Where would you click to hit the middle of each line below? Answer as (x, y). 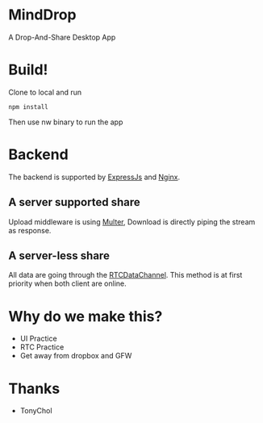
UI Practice (39, 339)
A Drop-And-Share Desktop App (62, 37)
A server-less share (59, 256)
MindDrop (42, 15)
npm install (28, 107)
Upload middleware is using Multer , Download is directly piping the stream (132, 222)
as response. (30, 230)
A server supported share (74, 202)
